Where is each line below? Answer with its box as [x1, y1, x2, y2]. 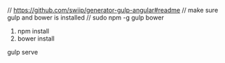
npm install [17, 27, 50, 35]
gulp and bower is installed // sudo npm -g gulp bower [7, 13, 165, 22]
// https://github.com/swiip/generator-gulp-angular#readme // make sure [7, 6, 219, 14]
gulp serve [7, 48, 39, 56]
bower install [17, 34, 55, 43]
